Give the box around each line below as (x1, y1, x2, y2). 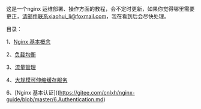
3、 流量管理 (6, 63, 36, 71)
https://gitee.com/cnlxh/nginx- (59, 89, 135, 96)
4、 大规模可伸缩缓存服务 (6, 77, 68, 83)
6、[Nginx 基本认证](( (6, 89, 60, 96)
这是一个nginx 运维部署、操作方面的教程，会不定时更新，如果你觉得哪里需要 (6, 5, 195, 12)
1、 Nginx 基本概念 (6, 38, 51, 45)
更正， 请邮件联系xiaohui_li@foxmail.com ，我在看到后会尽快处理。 (6, 13, 170, 20)
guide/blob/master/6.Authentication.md (6, 96, 104, 103)
